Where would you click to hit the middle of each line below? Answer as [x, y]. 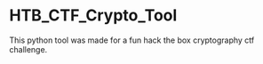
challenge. [28, 49]
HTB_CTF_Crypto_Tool [93, 16]
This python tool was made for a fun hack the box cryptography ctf [132, 40]
